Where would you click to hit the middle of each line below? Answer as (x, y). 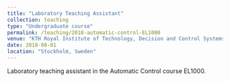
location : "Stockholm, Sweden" (52, 52)
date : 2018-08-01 (32, 45)
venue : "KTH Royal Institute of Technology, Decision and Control (104, 39)
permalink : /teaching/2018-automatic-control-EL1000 (84, 32)
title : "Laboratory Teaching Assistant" (66, 13)
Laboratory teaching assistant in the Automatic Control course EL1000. (107, 71)
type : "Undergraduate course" (50, 26)
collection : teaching (38, 20)
